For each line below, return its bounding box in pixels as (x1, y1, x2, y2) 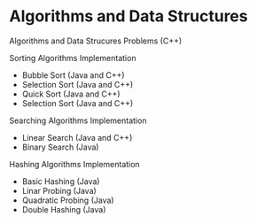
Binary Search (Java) (21, 142, 99, 152)
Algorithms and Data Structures (9, 6, 248, 27)
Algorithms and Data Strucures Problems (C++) (9, 35, 183, 46)
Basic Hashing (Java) (21, 175, 100, 187)
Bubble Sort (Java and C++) (21, 69, 126, 81)
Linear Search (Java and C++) (21, 132, 133, 143)
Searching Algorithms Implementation (9, 115, 147, 126)
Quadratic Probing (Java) (21, 195, 114, 205)
